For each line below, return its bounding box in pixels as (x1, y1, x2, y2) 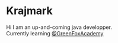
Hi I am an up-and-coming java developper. (6, 24, 113, 31)
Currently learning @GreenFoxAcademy (6, 29, 104, 37)
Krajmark (6, 4, 53, 18)
